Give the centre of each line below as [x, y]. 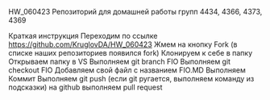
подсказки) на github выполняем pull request [85, 87]
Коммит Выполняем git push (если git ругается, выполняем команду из [131, 79]
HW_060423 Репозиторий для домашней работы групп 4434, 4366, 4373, [135, 12]
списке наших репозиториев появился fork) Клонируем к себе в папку [131, 53]
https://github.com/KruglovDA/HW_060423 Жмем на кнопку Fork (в [123, 44]
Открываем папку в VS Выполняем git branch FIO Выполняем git [120, 61]
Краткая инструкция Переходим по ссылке [83, 36]
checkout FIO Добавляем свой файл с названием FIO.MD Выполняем [127, 70]
